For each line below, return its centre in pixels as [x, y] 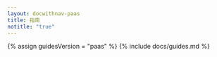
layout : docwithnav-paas [44, 14]
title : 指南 [24, 20]
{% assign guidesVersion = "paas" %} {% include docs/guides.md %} [108, 47]
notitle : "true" [31, 26]
